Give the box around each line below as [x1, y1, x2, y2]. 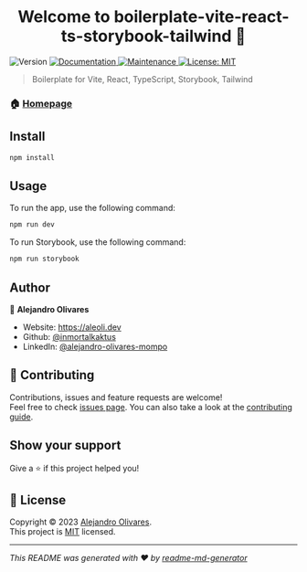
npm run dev [9, 220, 55, 229]
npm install [9, 153, 55, 162]
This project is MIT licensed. [9, 526, 116, 537]
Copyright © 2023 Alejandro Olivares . [9, 516, 153, 527]
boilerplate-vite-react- [113, 6, 290, 27]
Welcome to [17, 6, 111, 27]
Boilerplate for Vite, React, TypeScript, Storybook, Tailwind [31, 73, 253, 84]
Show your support [9, 438, 122, 453]
